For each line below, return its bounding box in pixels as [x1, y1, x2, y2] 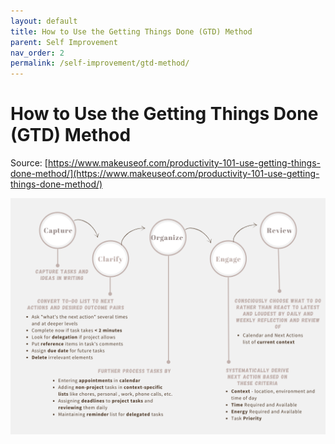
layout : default [10, 16, 78, 26]
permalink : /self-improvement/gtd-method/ [10, 58, 190, 69]
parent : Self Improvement [10, 37, 118, 47]
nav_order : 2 [10, 48, 65, 58]
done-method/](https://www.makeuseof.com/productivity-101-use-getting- [10, 168, 320, 180]
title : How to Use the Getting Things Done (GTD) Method [10, 26, 253, 37]
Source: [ [10, 157, 48, 169]
